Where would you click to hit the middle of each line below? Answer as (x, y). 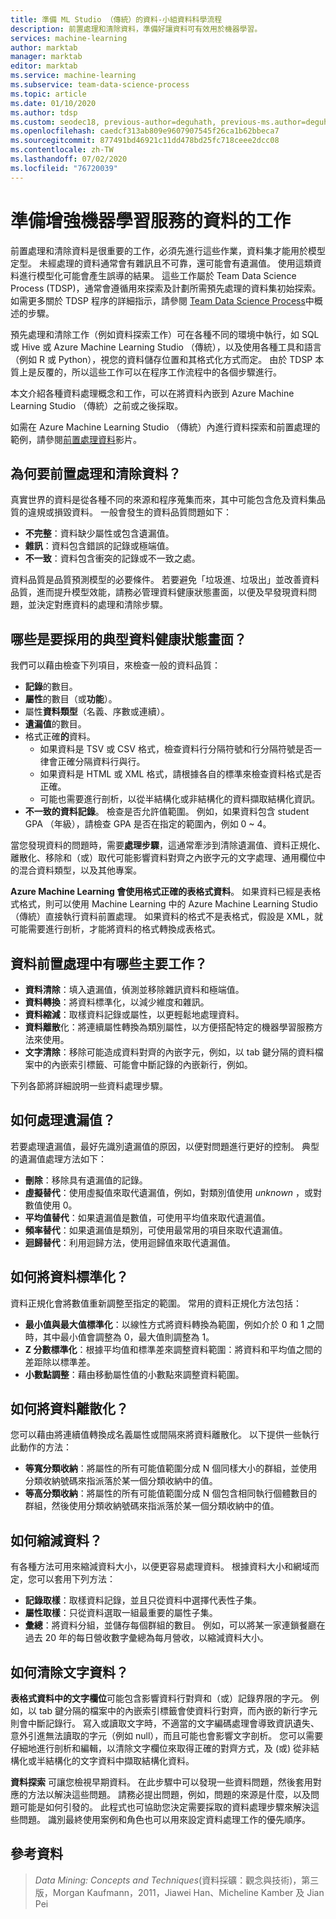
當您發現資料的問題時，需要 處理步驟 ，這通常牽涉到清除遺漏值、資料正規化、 (168, 845)
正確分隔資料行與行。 (101, 762)
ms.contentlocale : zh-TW (62, 150)
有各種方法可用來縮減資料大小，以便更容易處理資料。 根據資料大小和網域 (160, 1567)
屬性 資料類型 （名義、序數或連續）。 (97, 712)
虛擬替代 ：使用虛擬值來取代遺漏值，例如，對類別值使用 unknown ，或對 (173, 1192)
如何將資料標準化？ (69, 1277)
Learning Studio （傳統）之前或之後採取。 (97, 405)
